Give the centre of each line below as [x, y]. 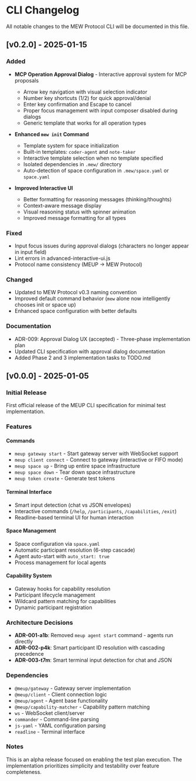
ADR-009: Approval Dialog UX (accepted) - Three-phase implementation [102, 339]
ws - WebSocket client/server [49, 713]
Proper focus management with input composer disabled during [100, 110]
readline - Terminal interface [49, 731]
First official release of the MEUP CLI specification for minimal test [86, 405]
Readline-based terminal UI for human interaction [74, 517]
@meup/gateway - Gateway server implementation [73, 688]
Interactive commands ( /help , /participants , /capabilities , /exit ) [96, 511]
